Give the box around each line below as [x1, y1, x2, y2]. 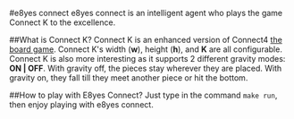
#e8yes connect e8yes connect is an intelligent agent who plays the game [9, 8, 283, 18]
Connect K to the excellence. [9, 17, 116, 28]
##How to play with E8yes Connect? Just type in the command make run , [9, 89, 278, 100]
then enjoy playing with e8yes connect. [9, 99, 154, 110]
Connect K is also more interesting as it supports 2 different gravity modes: [9, 54, 286, 64]
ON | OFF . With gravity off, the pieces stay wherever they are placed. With [9, 63, 282, 73]
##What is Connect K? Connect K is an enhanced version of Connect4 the [9, 35, 283, 45]
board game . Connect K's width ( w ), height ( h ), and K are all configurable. [9, 44, 283, 55]
